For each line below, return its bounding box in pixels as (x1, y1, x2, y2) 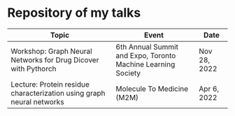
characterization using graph (10, 88, 106, 98)
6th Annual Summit (115, 42, 178, 52)
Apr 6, (199, 84, 220, 94)
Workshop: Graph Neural (10, 46, 92, 56)
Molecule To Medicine (115, 84, 189, 94)
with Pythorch (10, 64, 57, 73)
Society (115, 68, 141, 78)
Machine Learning (115, 59, 176, 69)
